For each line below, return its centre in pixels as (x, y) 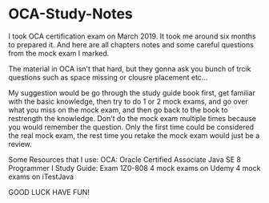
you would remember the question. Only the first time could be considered (131, 127)
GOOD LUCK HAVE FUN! (49, 192)
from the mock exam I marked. (59, 53)
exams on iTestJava (41, 177)
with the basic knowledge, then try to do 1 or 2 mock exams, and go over (128, 101)
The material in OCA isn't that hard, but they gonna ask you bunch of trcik (130, 68)
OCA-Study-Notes (71, 14)
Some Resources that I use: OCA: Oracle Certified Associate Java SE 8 (125, 159)
